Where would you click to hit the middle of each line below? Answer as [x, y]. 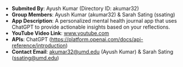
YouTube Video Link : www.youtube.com [60, 33]
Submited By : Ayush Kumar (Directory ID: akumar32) [75, 8]
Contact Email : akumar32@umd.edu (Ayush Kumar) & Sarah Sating [92, 52]
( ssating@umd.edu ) [35, 58]
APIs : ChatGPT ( [31, 39]
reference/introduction [38, 45]
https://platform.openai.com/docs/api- [97, 39]
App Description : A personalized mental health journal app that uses [94, 21]
